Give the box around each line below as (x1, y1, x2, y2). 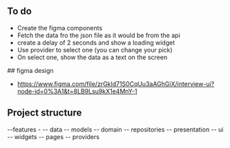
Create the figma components (17, 23, 103, 32)
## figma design (7, 66, 54, 74)
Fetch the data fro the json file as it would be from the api (17, 31, 181, 39)
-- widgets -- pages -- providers (7, 132, 100, 140)
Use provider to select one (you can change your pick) (17, 45, 173, 54)
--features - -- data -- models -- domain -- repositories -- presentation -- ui (7, 125, 224, 134)
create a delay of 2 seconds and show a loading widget (17, 38, 175, 47)
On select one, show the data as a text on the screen (17, 53, 168, 61)
